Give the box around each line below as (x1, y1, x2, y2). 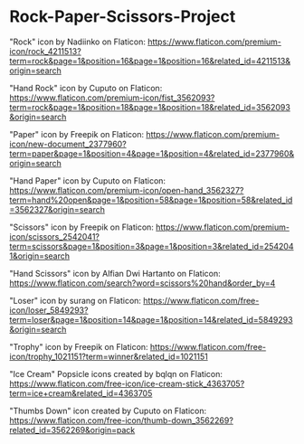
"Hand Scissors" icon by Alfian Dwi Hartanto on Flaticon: (9, 268, 222, 279)
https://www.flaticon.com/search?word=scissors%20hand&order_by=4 (9, 278, 276, 288)
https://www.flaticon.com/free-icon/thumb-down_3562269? (9, 414, 233, 426)
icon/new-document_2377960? (9, 138, 127, 149)
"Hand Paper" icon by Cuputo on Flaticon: (9, 175, 166, 186)
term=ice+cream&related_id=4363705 (9, 387, 153, 399)
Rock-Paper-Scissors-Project (9, 6, 236, 27)
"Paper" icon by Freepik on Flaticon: (9, 128, 145, 139)
